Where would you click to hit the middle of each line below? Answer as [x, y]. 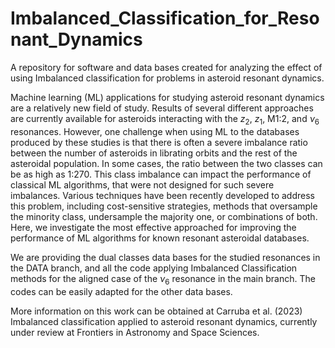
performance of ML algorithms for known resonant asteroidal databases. [160, 238]
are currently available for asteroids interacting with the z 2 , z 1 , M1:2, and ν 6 [165, 119]
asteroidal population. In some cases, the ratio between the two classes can [166, 163]
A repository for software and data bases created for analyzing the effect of [166, 67]
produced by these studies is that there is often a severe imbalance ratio [159, 142]
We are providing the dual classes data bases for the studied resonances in [165, 257]
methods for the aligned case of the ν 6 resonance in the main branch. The [163, 279]
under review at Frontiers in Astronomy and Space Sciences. [135, 332]
